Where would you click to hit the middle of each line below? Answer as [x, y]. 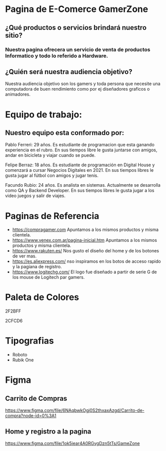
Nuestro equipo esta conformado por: [65, 133]
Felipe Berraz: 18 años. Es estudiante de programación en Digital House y [80, 165]
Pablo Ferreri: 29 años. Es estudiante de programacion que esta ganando [80, 145]
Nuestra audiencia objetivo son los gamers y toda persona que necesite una [83, 84]
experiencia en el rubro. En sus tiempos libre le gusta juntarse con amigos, [81, 150]
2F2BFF [13, 311]
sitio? [14, 35]
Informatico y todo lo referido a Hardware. [57, 56]
